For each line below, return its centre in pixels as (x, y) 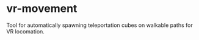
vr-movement (42, 9)
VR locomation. (25, 31)
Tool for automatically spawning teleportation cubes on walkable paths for (100, 25)
